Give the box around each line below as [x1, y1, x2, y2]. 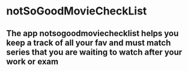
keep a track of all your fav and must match [6, 37, 171, 48]
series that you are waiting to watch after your [6, 47, 183, 57]
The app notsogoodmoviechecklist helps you [6, 28, 179, 39]
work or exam [6, 56, 59, 67]
